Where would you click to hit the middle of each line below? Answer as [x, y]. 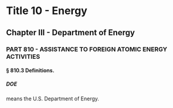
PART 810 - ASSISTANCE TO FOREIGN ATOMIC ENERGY [87, 49]
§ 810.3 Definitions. [30, 70]
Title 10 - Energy [47, 11]
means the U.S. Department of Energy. [53, 99]
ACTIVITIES [23, 56]
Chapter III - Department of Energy [70, 33]
